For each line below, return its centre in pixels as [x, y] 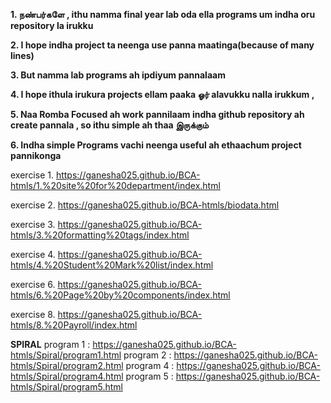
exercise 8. [33, 314]
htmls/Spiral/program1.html [66, 355]
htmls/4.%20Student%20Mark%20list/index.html [112, 265]
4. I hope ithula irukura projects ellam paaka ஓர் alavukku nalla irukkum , [162, 94]
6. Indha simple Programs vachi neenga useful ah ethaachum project [156, 145]
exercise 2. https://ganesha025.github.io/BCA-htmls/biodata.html [145, 205]
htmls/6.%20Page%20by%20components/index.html [120, 295]
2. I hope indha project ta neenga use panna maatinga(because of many [162, 45]
